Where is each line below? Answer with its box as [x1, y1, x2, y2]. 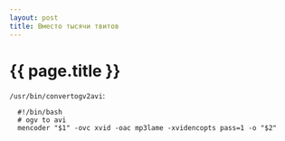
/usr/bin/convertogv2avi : [9, 90, 106, 101]
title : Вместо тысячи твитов [9, 22, 119, 31]
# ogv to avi [17, 116, 67, 125]
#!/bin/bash [17, 108, 63, 117]
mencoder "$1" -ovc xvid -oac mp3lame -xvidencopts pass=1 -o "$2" [17, 124, 278, 133]
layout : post [9, 13, 59, 23]
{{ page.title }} [9, 61, 121, 81]
